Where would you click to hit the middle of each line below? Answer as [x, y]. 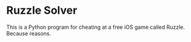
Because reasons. [29, 33]
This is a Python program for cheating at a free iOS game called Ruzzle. [95, 27]
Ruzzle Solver [42, 10]
